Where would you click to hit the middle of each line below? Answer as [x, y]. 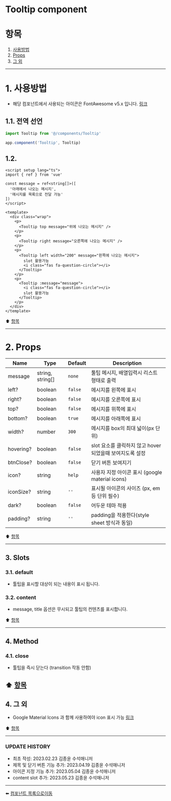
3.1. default [19, 572]
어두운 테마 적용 [109, 506]
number [46, 432]
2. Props [23, 347]
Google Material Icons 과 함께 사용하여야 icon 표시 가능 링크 [73, 717]
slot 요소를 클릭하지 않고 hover [126, 445]
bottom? [18, 418]
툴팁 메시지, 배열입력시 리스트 [124, 373]
